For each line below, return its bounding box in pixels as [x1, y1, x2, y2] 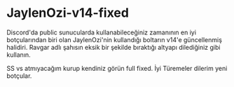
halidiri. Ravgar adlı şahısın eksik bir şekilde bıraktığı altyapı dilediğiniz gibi [6, 43, 221, 51]
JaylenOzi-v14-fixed [6, 5, 129, 21]
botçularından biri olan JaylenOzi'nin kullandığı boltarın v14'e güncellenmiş [6, 35, 222, 43]
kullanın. [6, 51, 31, 59]
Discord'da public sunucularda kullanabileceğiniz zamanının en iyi [6, 28, 197, 36]
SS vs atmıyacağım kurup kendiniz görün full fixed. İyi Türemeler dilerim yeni [6, 64, 228, 72]
